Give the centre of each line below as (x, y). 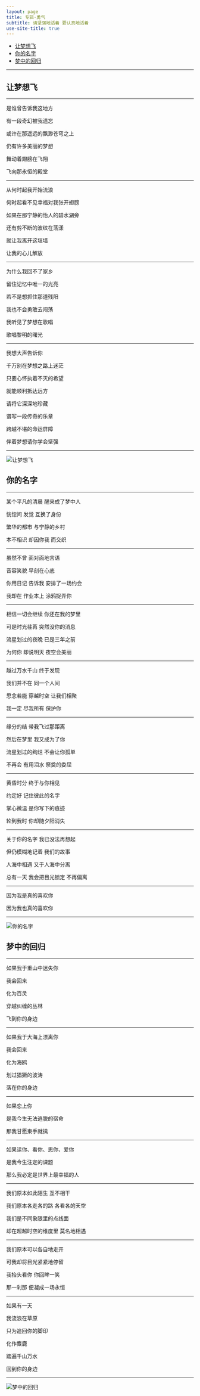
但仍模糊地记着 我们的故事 (38, 851)
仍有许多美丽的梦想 (30, 146)
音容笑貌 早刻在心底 (30, 570)
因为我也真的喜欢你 (30, 908)
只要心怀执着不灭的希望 (35, 379)
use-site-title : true (33, 28)
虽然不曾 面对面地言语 (33, 557)
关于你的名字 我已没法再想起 (41, 839)
